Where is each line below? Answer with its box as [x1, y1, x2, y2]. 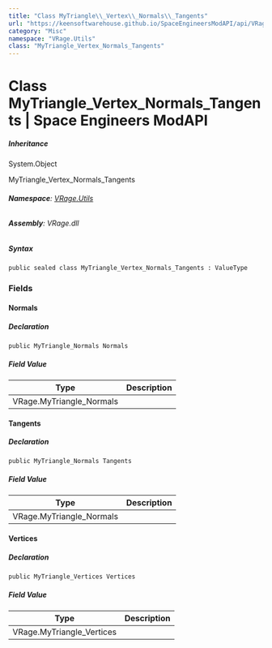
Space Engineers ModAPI [33, 111, 208, 130]
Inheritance [8, 139, 49, 148]
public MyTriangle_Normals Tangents [8, 457, 132, 466]
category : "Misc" [8, 27, 67, 35]
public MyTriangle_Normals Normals [8, 341, 129, 350]
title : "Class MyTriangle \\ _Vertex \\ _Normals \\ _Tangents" [8, 11, 208, 20]
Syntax [8, 244, 34, 254]
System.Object [8, 159, 57, 169]
